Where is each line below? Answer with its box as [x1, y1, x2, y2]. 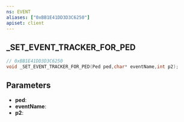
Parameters [6, 81, 51, 91]
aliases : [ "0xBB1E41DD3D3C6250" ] [6, 14, 90, 20]
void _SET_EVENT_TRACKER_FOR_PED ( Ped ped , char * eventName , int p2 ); [6, 64, 179, 70]
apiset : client [6, 20, 44, 26]
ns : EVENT [6, 8, 31, 15]
